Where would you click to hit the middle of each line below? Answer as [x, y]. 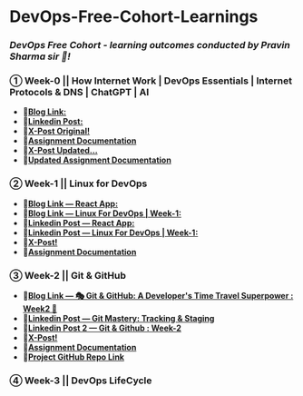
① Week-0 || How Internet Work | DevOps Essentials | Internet [151, 81]
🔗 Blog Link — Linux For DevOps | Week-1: [102, 213]
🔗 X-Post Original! [56, 131]
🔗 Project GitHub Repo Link [73, 357]
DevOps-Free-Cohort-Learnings [134, 17]
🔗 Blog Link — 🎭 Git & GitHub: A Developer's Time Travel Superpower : [158, 296]
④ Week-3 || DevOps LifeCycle [81, 381]
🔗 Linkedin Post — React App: [78, 223]
